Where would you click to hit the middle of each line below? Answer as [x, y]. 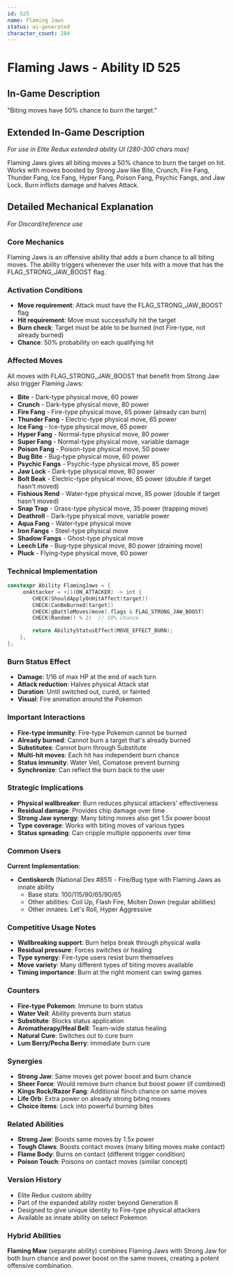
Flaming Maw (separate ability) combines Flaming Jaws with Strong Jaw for [117, 1251]
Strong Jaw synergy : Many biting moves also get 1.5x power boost [114, 818]
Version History [34, 1180]
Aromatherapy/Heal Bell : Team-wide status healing [92, 1028]
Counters [23, 990]
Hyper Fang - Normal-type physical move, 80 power [93, 434]
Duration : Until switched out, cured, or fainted [83, 692]
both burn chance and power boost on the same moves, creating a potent [113, 1258]
